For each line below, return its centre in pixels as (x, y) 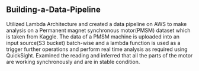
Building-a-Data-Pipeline (53, 10)
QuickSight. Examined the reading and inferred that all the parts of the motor (99, 55)
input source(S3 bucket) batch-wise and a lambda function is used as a (93, 43)
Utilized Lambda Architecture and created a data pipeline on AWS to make (97, 24)
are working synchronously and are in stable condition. (73, 62)
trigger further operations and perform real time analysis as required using (97, 49)
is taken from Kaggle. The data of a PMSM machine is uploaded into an (93, 36)
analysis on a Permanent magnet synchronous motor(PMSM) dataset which (98, 30)
